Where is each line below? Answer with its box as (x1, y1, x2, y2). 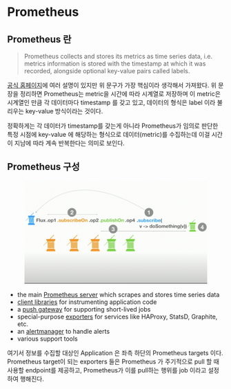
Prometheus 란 (7, 33, 72, 45)
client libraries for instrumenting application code (17, 298, 157, 306)
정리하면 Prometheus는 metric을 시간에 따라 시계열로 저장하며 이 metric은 (19, 90, 221, 97)
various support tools (17, 334, 78, 343)
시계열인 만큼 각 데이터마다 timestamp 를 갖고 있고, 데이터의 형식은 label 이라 (7, 98, 216, 106)
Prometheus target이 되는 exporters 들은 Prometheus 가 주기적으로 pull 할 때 (7, 357, 219, 366)
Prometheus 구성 (7, 161, 80, 173)
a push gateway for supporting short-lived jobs (17, 305, 151, 314)
